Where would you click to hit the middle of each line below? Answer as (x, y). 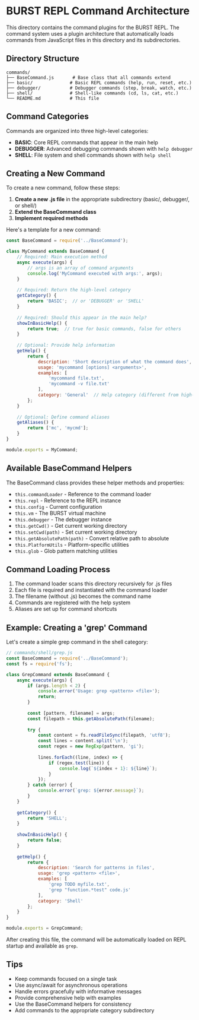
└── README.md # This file (53, 98)
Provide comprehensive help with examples (68, 997)
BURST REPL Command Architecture (98, 11)
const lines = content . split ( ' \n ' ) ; (83, 741)
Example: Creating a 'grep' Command (77, 628)
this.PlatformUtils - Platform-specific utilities (72, 544)
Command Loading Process (58, 569)
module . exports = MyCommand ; (42, 449)
